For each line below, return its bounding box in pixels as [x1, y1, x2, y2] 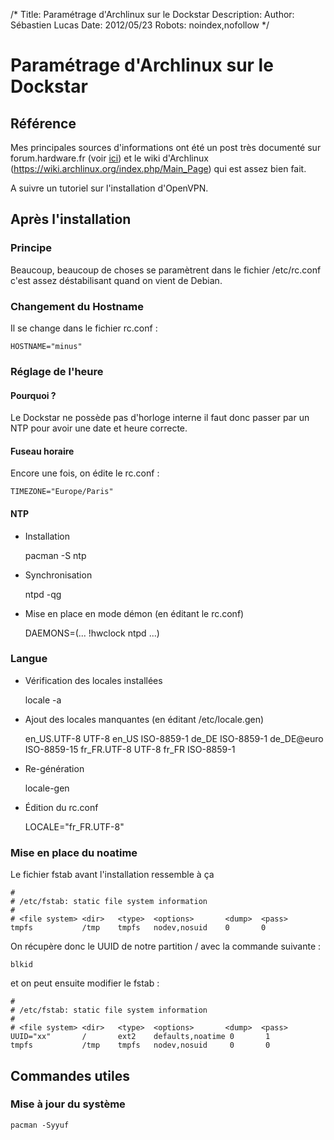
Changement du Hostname [10, 299, 144, 313]
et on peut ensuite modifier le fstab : [10, 977, 160, 989]
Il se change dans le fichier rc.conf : [10, 322, 158, 334]
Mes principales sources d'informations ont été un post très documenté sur [10, 142, 322, 153]
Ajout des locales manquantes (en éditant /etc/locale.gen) [24, 713, 265, 725]
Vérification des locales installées [24, 674, 163, 686]
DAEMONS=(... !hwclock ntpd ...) [24, 627, 160, 639]
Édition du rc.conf [24, 801, 99, 813]
